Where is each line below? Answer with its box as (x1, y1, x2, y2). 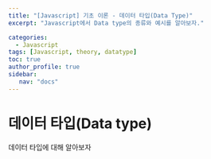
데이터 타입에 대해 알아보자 (8, 142, 92, 152)
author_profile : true (8, 63, 80, 72)
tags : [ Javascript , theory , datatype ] (8, 48, 137, 56)
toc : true (8, 56, 41, 64)
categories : (8, 33, 48, 41)
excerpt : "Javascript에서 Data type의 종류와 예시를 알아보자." (8, 19, 205, 27)
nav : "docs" (18, 77, 59, 86)
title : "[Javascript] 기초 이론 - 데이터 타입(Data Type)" (8, 11, 193, 20)
